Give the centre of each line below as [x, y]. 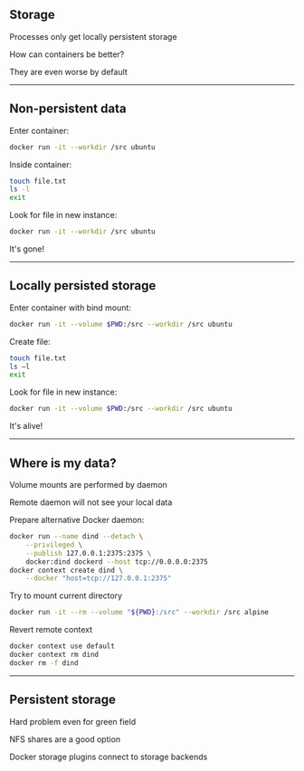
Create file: [30, 341]
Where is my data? [63, 463]
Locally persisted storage [83, 286]
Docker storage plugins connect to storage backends [109, 757]
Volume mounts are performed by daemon [88, 485]
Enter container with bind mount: [70, 308]
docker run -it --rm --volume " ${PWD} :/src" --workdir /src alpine [139, 613]
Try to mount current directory [66, 595]
